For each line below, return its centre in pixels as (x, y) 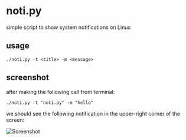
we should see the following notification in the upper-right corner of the (93, 113)
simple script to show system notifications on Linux (68, 27)
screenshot (27, 78)
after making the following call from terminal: (61, 92)
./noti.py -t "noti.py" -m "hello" (50, 102)
